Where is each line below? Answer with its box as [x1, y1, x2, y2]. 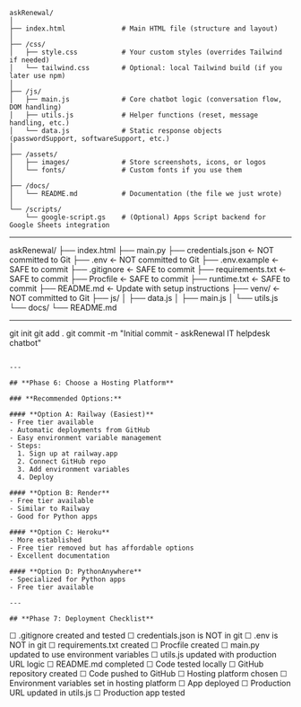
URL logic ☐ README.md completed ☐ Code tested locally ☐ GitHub [9, 658, 264, 669]
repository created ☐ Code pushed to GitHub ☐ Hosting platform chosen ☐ [9, 668, 288, 678]
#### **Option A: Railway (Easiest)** [9, 410, 154, 419]
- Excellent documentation [9, 552, 110, 561]
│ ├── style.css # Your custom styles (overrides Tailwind [9, 48, 282, 57]
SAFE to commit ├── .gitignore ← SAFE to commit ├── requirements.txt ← [9, 264, 287, 274]
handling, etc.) [9, 119, 70, 128]
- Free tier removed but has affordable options [9, 544, 194, 552]
